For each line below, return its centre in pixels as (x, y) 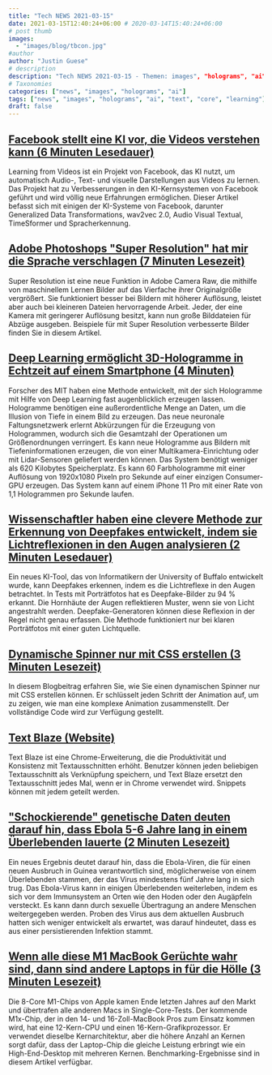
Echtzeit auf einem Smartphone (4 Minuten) (121, 371)
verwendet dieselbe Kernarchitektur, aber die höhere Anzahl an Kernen (127, 1036)
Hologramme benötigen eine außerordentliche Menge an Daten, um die (127, 407)
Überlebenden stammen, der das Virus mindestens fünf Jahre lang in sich (132, 879)
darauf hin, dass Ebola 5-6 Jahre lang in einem (128, 830)
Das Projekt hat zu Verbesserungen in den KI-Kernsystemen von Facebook (134, 188)
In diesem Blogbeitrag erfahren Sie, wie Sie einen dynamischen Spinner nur (134, 686)
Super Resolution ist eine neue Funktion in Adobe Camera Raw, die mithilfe (133, 281)
